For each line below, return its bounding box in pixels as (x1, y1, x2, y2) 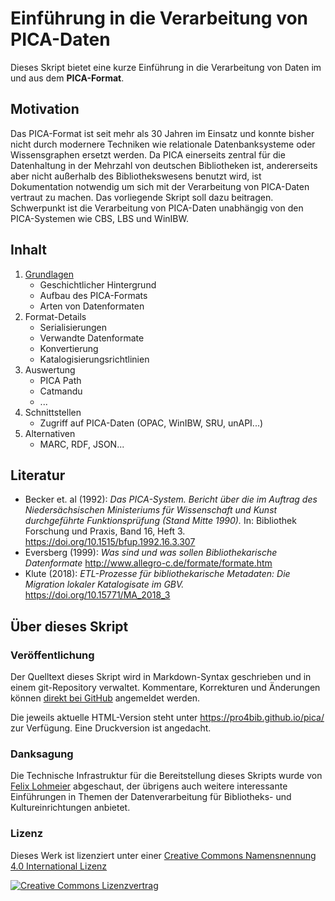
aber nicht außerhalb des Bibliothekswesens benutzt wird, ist (10, 170, 262, 182)
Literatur (10, 467, 66, 484)
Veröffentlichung (10, 648, 95, 662)
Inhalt (10, 242, 47, 259)
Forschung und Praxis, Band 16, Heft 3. (24, 525, 186, 537)
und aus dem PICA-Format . (10, 72, 125, 84)
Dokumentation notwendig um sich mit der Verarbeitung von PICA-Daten (10, 180, 310, 192)
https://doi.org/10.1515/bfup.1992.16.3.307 (24, 536, 196, 548)
